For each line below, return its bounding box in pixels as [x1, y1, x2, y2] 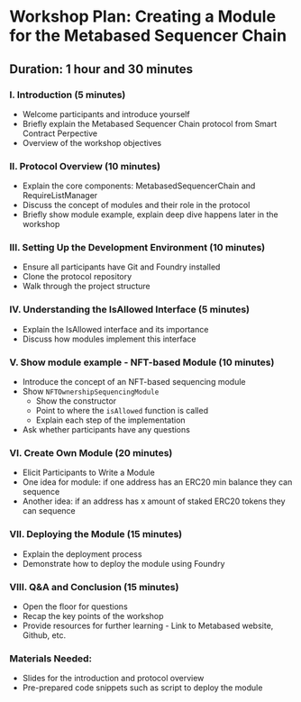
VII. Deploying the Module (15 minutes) [9, 528, 183, 541]
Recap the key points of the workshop [22, 610, 164, 621]
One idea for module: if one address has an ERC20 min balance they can [22, 477, 293, 488]
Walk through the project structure [22, 281, 150, 292]
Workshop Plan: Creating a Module [9, 6, 277, 27]
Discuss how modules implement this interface [22, 333, 196, 344]
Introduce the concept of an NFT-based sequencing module [22, 377, 246, 387]
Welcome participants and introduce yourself [22, 108, 191, 119]
